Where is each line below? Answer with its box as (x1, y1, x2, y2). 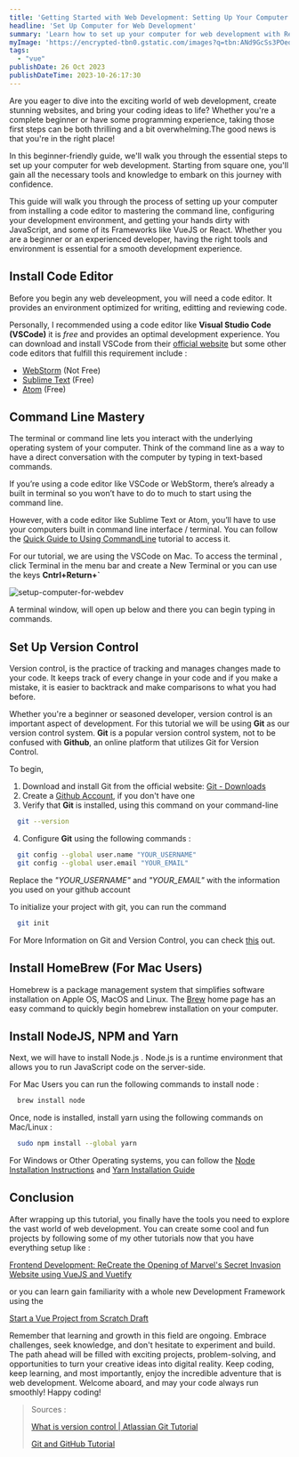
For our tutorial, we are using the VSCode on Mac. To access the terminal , (9, 551, 283, 561)
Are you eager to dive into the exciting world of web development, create (9, 95, 278, 106)
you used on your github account (9, 884, 131, 895)
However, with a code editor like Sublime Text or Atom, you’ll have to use (9, 515, 277, 526)
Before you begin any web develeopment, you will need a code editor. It (9, 293, 272, 303)
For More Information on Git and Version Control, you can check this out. (9, 935, 276, 946)
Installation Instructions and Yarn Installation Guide (9, 1164, 196, 1175)
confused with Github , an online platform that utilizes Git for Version (9, 737, 260, 748)
